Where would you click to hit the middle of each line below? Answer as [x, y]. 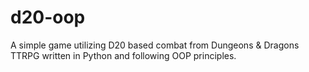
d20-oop [48, 17]
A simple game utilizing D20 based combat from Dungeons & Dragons [155, 45]
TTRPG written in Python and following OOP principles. [123, 55]
